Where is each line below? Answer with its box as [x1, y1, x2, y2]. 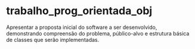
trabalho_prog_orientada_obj [6, 4, 153, 18]
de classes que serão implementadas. [6, 36, 100, 43]
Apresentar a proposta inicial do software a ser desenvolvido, [6, 24, 157, 31]
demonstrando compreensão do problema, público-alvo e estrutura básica [6, 30, 190, 37]
